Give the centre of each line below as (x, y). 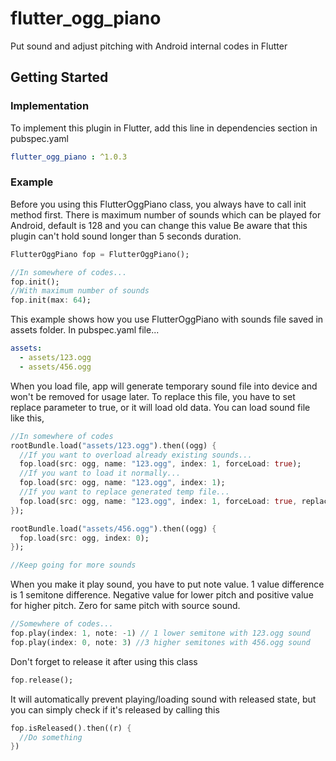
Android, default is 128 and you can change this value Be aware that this (159, 225)
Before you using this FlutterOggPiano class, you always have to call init (158, 204)
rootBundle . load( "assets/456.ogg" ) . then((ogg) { (113, 528)
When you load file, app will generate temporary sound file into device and (164, 386)
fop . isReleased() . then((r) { (71, 728)
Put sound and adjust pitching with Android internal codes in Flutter (149, 46)
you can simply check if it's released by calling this (115, 709)
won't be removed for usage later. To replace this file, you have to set (153, 396)
